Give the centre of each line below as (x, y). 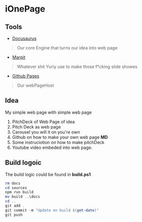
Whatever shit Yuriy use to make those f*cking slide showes (77, 67)
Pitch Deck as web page (36, 127)
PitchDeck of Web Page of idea (44, 122)
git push (14, 215)
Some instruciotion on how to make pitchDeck (58, 142)
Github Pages (26, 76)
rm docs (13, 183)
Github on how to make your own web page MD (60, 137)
